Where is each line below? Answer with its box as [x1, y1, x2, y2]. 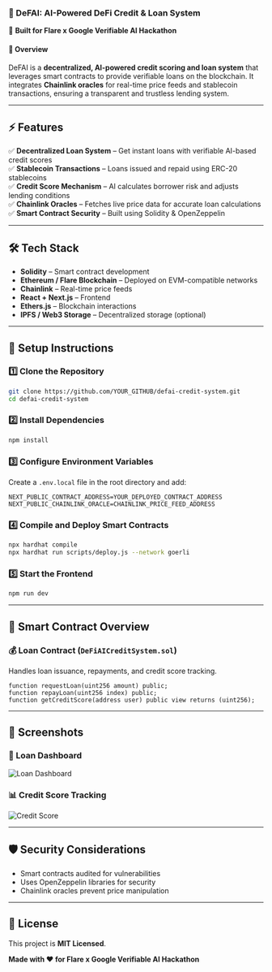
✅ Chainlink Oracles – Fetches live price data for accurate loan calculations [8, 199, 261, 210]
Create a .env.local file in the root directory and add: [8, 477, 187, 487]
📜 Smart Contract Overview [8, 620, 150, 633]
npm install [8, 436, 49, 444]
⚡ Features [8, 120, 64, 134]
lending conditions [8, 191, 70, 201]
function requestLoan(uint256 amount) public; [8, 681, 168, 689]
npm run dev [8, 590, 49, 598]
